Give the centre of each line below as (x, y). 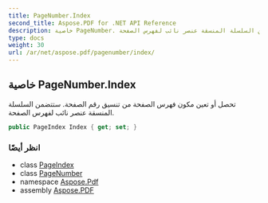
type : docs (26, 38)
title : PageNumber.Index (49, 16)
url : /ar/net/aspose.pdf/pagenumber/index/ (82, 53)
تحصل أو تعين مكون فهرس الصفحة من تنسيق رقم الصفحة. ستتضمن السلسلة (122, 103)
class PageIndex (47, 165)
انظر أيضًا (24, 147)
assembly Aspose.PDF (57, 190)
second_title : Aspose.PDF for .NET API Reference (93, 23)
